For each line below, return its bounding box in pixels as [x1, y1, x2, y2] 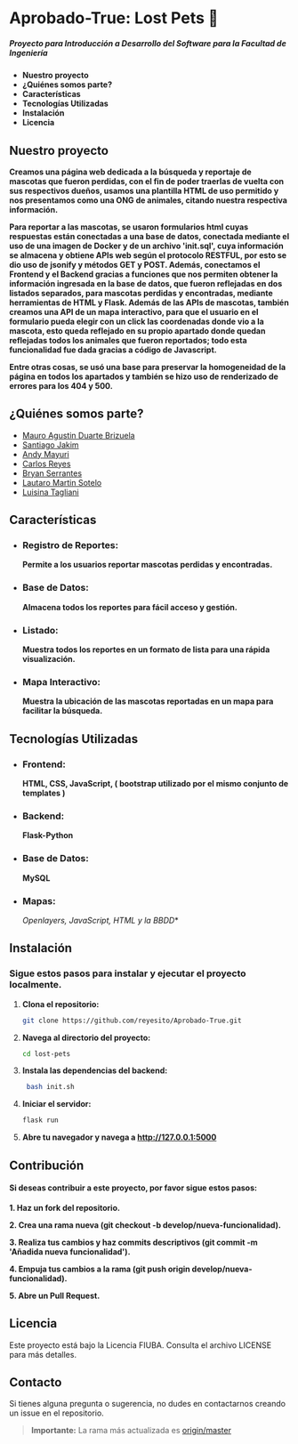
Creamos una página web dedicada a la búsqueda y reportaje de [9, 166, 252, 177]
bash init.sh [26, 1083, 75, 1092]
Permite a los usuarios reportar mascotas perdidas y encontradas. [21, 560, 273, 570]
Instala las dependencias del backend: [21, 1065, 168, 1076]
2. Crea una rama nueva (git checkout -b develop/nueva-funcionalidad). [9, 1219, 282, 1230]
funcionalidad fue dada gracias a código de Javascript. [9, 344, 217, 355]
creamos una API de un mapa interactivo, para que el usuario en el [9, 306, 259, 317]
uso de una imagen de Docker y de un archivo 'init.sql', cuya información [9, 240, 285, 251]
